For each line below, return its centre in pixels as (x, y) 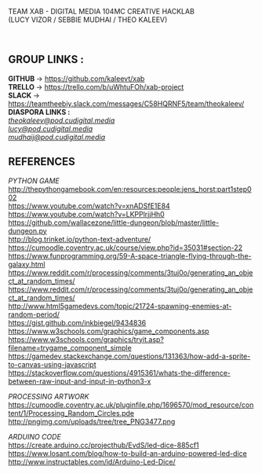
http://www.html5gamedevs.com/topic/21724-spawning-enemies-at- (120, 306)
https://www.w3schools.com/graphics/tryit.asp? (86, 339)
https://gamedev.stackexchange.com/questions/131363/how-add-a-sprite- (129, 356)
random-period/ (34, 314)
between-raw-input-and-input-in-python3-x (80, 381)
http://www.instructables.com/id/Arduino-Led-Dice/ (92, 461)
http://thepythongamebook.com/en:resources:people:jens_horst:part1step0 (130, 189)
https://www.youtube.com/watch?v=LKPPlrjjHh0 (86, 214)
